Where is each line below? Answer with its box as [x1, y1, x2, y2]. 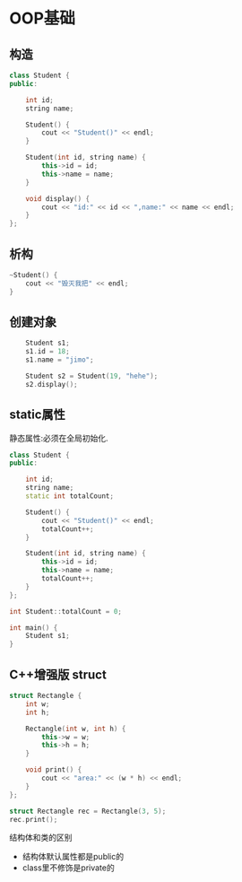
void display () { [25, 194, 91, 203]
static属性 [9, 407, 65, 423]
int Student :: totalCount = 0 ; [9, 607, 123, 616]
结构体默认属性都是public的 [22, 851, 124, 862]
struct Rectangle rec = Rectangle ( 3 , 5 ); [9, 807, 167, 816]
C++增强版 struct [9, 667, 108, 682]
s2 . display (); [25, 380, 78, 389]
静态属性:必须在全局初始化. [9, 432, 109, 443]
